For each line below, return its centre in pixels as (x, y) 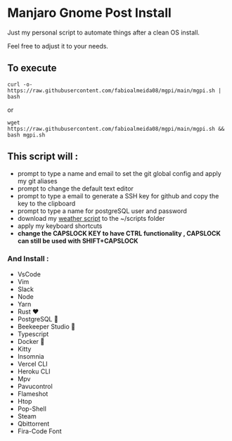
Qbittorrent (33, 423)
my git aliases (37, 181)
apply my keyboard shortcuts (60, 226)
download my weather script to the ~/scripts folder (91, 218)
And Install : (28, 259)
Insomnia (31, 356)
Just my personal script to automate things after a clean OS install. (104, 32)
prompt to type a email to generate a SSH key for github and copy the (118, 196)
